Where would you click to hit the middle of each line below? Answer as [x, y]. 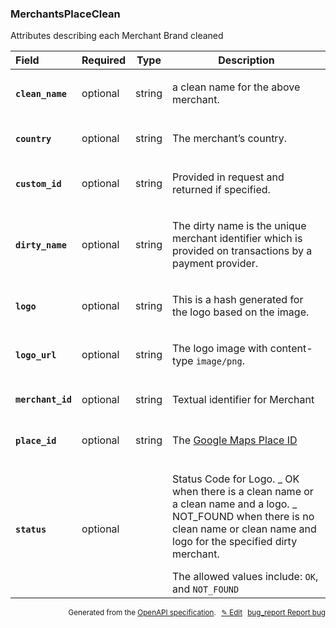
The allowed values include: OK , [245, 577]
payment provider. [215, 263]
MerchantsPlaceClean [65, 14]
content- [291, 348]
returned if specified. [221, 189]
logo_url [36, 355]
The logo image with [220, 348]
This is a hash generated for [238, 299]
